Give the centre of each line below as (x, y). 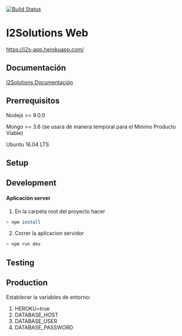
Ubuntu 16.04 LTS (28, 144)
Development (32, 183)
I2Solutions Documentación (40, 82)
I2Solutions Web (47, 33)
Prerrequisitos (33, 101)
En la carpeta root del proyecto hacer (60, 211)
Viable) (15, 133)
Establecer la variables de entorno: (48, 297)
